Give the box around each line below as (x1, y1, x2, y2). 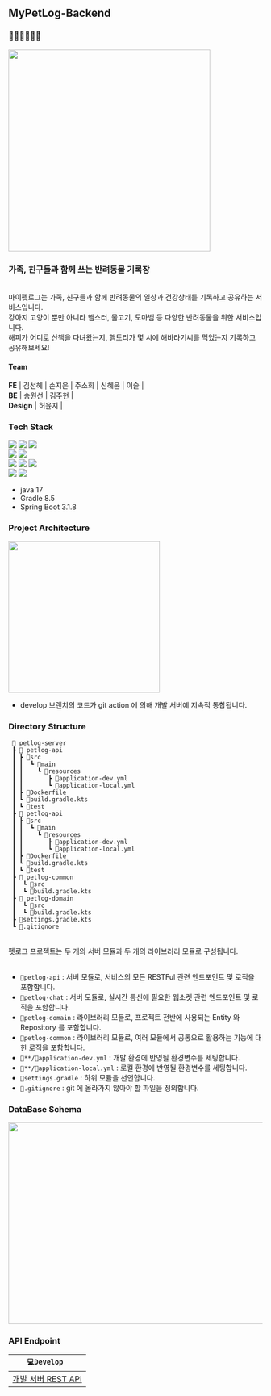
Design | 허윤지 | (8, 401, 63, 411)
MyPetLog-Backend (8, 6, 111, 20)
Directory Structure (8, 721, 86, 732)
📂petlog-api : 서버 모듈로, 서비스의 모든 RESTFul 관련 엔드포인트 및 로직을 (19, 972, 256, 982)
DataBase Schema (8, 1104, 82, 1114)
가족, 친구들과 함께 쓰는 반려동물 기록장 (8, 264, 151, 275)
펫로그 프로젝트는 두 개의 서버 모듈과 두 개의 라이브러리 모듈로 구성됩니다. (8, 947, 239, 956)
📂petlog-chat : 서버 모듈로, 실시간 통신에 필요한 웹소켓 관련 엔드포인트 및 (19, 993, 251, 1002)
